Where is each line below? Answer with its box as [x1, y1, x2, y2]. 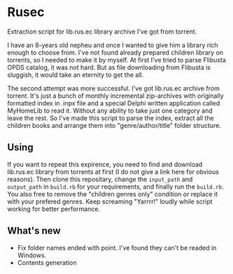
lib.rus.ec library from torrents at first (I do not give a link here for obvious [7, 167, 219, 175]
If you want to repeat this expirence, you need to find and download [7, 160, 203, 168]
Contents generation [17, 258, 77, 266]
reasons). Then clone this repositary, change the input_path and [7, 175, 193, 183]
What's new [7, 225, 61, 237]
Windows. [17, 251, 47, 259]
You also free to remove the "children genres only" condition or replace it [7, 189, 218, 198]
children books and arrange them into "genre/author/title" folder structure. [7, 121, 222, 129]
